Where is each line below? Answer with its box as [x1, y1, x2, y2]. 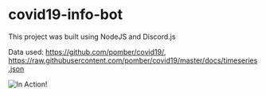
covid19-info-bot [8, 6, 123, 24]
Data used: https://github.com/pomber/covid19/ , [8, 47, 166, 56]
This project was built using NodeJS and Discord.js [8, 32, 176, 41]
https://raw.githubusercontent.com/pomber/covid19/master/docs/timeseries [8, 56, 258, 65]
